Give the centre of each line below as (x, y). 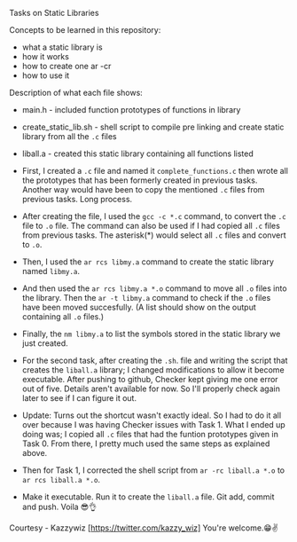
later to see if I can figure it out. (79, 398)
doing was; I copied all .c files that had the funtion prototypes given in (150, 434)
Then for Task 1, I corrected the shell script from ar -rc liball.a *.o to (153, 470)
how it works (45, 56)
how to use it (46, 75)
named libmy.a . (51, 271)
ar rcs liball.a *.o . (61, 479)
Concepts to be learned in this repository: (85, 30)
